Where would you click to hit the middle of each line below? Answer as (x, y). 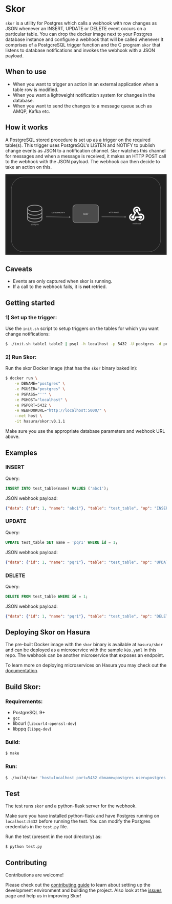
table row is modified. (36, 90)
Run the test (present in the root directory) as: (53, 836)
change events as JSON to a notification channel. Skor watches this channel (85, 150)
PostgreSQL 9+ (29, 713)
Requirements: (24, 701)
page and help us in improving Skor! (43, 895)
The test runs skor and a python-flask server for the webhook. (71, 806)
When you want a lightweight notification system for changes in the (84, 95)
